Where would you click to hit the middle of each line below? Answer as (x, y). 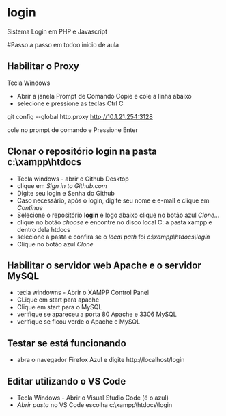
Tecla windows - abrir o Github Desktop (73, 179)
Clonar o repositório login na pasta (82, 152)
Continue (30, 207)
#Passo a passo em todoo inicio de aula (63, 44)
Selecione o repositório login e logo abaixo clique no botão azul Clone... (118, 215)
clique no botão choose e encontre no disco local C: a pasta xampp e (115, 222)
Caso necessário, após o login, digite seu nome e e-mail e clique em (113, 200)
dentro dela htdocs (43, 229)
